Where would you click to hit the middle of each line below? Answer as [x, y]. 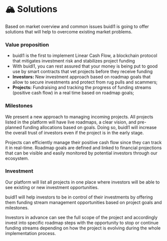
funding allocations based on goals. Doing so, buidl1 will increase [90, 127]
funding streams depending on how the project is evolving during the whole [83, 228]
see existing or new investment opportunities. [52, 187]
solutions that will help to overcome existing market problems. [69, 31]
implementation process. [31, 233]
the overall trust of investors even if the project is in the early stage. [75, 132]
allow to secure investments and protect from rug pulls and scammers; [85, 82]
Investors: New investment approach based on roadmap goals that [82, 77]
